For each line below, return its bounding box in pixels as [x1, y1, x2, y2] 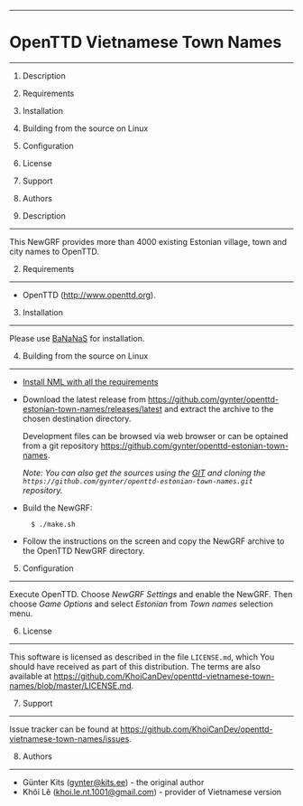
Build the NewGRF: [22, 502, 93, 513]
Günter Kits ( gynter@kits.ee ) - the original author [22, 776, 205, 787]
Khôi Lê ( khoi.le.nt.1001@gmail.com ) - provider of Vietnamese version [22, 786, 282, 797]
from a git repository [22, 440, 99, 451]
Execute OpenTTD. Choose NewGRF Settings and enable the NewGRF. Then [9, 588, 293, 599]
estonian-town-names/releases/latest [22, 403, 162, 414]
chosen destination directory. [22, 413, 132, 424]
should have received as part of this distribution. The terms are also [9, 661, 262, 671]
